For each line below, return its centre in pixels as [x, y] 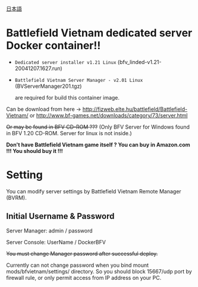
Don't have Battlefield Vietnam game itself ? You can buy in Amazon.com [98, 145]
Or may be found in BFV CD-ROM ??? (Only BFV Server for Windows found [98, 127]
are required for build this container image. [67, 97]
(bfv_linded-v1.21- [139, 62]
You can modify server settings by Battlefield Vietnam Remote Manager [94, 191]
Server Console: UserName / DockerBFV [56, 242]
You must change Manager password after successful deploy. [82, 253]
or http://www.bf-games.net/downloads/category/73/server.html [109, 115]
